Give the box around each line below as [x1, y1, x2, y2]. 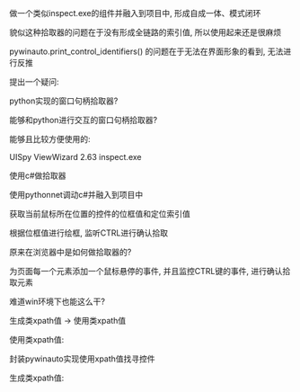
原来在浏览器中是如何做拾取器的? [9, 246, 132, 257]
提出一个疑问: [9, 76, 60, 87]
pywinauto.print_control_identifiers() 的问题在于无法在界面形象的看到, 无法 [9, 46, 284, 57]
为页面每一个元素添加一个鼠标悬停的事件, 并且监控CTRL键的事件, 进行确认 [9, 266, 283, 276]
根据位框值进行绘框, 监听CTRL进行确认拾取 [9, 227, 169, 238]
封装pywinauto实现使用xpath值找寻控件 [9, 353, 155, 364]
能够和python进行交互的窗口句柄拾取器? [9, 115, 158, 125]
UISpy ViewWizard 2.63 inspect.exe [9, 152, 142, 162]
